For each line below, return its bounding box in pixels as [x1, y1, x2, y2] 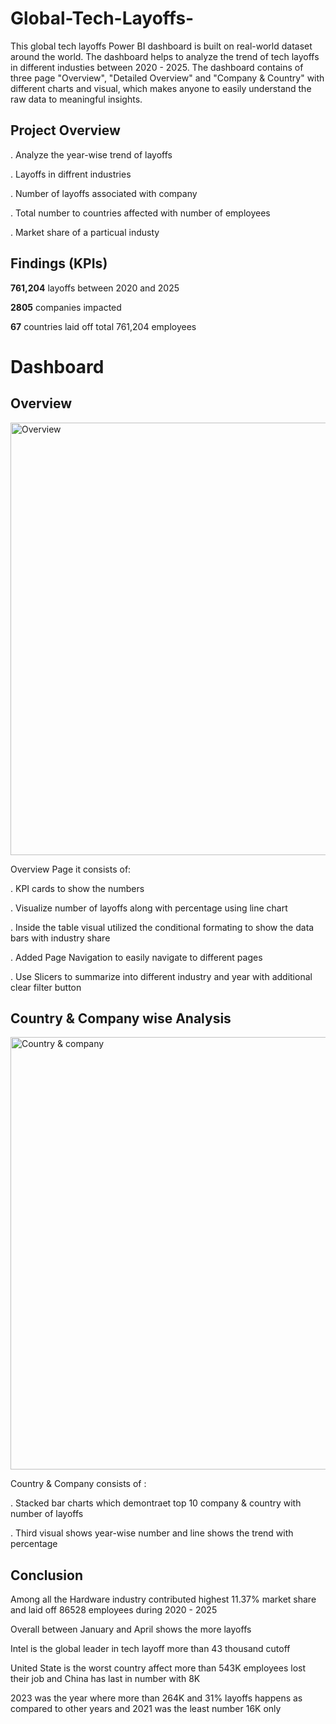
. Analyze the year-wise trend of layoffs [10, 148, 173, 161]
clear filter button [10, 981, 82, 993]
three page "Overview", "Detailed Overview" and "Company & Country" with [10, 72, 325, 84]
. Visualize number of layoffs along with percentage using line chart [10, 902, 288, 914]
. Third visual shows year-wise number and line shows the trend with [10, 1527, 294, 1539]
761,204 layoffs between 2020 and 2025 [10, 282, 180, 294]
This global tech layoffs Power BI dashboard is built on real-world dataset [10, 40, 313, 52]
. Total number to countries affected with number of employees [10, 207, 271, 219]
